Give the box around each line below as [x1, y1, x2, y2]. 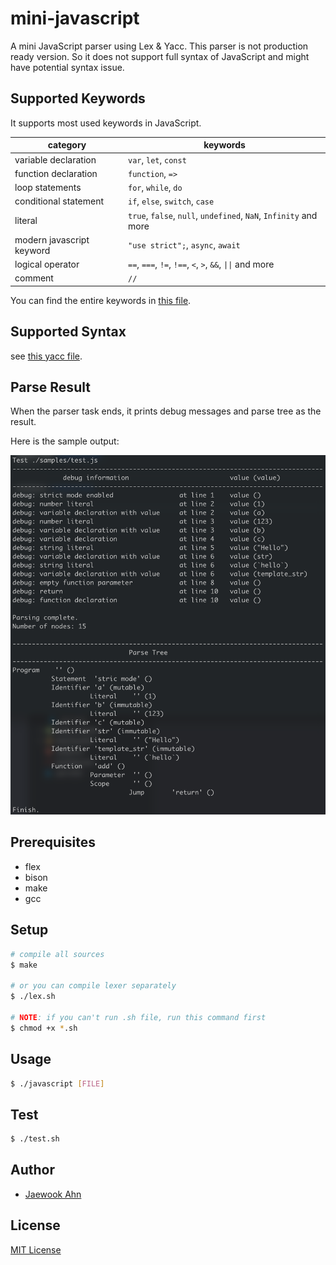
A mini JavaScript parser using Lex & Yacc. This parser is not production [10, 40, 309, 52]
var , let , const [128, 153, 187, 166]
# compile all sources [10, 949, 105, 959]
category [47, 139, 87, 151]
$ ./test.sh [10, 1134, 60, 1144]
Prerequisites [10, 834, 96, 851]
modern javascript [14, 233, 90, 246]
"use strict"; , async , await [128, 239, 241, 251]
